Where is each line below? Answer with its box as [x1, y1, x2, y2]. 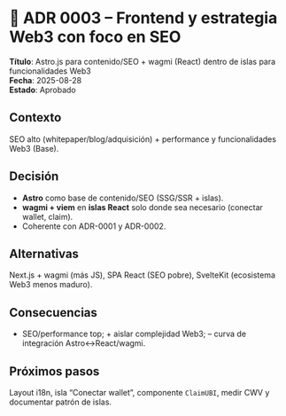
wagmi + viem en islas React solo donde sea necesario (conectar [21, 201, 264, 212]
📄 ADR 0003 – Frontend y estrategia [9, 8, 278, 28]
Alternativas [9, 246, 80, 261]
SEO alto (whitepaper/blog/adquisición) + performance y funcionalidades [9, 133, 277, 145]
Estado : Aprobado [9, 84, 77, 95]
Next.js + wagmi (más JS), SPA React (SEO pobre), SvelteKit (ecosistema [9, 270, 276, 280]
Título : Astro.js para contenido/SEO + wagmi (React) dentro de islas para [9, 56, 276, 67]
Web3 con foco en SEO [9, 27, 182, 47]
